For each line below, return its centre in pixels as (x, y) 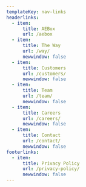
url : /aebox (37, 34)
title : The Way (41, 46)
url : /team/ (37, 96)
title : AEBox (39, 29)
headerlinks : (23, 17)
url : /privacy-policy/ (51, 169)
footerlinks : (23, 152)
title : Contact (41, 135)
